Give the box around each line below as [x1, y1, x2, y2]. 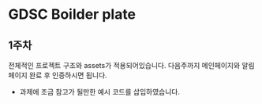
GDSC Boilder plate [8, 5, 137, 23]
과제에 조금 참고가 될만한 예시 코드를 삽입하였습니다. [19, 88, 180, 96]
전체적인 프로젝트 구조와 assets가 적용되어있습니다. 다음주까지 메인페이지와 [8, 61, 241, 70]
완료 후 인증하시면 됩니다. [28, 70, 108, 80]
